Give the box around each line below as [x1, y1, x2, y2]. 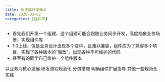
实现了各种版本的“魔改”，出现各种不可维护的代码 [21, 49, 121, 55]
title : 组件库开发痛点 [5, 7, 47, 12]
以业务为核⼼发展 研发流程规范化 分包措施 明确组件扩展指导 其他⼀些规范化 [5, 66, 158, 72]
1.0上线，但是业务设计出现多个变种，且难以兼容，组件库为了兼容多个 [12, 43, 153, 49]
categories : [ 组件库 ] [5, 16, 48, 21]
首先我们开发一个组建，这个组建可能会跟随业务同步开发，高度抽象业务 [12, 31, 156, 37]
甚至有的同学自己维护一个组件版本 [12, 55, 82, 61]
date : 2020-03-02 [5, 12, 41, 17]
